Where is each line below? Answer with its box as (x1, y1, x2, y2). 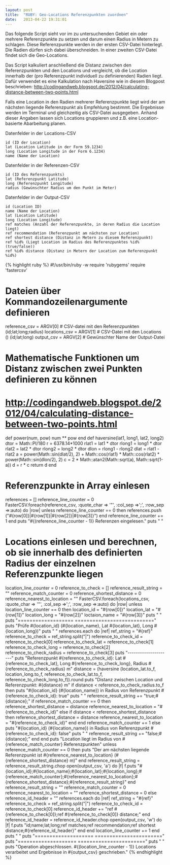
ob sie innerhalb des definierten (5, 546, 143, 558)
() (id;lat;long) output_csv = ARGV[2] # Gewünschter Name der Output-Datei (5, 334, 165, 340)
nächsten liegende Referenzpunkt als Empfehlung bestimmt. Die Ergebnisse (5, 105, 164, 111)
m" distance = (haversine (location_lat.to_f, (66, 666, 156, 672)
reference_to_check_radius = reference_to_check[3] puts (5, 650, 125, 656)
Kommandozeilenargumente (5, 296, 128, 307)
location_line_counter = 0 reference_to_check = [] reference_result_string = (5, 585, 163, 591)
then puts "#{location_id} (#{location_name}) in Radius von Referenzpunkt (5, 687, 160, 694)
